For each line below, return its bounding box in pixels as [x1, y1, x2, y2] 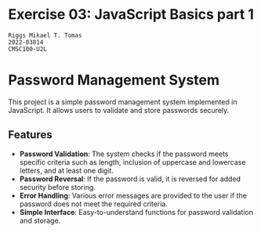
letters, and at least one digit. [19, 166, 114, 175]
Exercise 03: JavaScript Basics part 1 [8, 5, 255, 24]
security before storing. [19, 182, 96, 191]
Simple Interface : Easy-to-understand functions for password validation [19, 207, 253, 217]
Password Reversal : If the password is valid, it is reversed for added [19, 174, 241, 184]
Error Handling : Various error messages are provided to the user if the [19, 191, 247, 200]
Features [8, 128, 53, 142]
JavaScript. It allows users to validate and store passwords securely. [8, 105, 230, 115]
